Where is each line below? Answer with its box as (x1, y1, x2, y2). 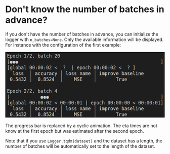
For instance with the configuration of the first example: (5, 42, 121, 48)
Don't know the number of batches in (5, 4, 164, 15)
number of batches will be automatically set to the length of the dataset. (5, 143, 155, 149)
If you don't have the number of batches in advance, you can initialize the (5, 31, 158, 37)
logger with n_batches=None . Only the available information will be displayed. (5, 36, 163, 43)
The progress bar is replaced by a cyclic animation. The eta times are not (5, 123, 158, 129)
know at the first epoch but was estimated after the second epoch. (5, 128, 144, 134)
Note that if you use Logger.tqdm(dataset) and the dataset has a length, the (5, 138, 163, 144)
